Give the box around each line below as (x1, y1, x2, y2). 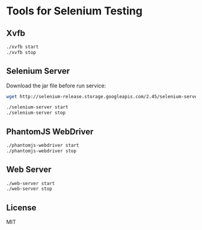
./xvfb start (6, 44, 39, 50)
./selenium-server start (6, 104, 69, 110)
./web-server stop (6, 186, 52, 192)
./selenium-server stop (6, 110, 66, 116)
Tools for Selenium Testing (6, 4, 143, 18)
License (6, 202, 37, 213)
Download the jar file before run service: (6, 82, 106, 89)
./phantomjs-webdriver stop (6, 148, 77, 154)
